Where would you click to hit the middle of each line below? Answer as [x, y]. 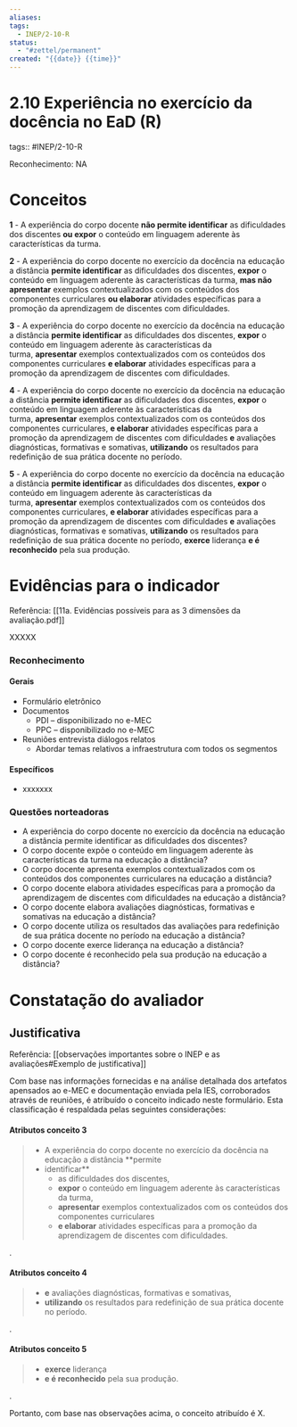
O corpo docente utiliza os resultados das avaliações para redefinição [151, 926]
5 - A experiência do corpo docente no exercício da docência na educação [147, 474]
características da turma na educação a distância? [115, 860]
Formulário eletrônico [62, 701]
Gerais [22, 681]
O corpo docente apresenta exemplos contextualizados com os [139, 870]
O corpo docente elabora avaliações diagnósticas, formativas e [139, 907]
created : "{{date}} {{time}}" [66, 59]
